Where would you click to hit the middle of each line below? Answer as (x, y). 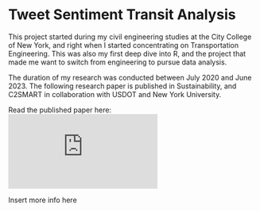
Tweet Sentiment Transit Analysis (122, 15)
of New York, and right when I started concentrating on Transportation (124, 45)
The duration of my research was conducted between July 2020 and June (130, 77)
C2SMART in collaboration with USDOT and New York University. (115, 94)
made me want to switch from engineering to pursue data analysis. (118, 62)
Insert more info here (43, 200)
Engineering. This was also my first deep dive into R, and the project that (127, 53)
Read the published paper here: (60, 110)
